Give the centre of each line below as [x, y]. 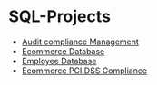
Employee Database [59, 61]
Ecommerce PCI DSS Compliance [84, 71]
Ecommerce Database [63, 51]
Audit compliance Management [80, 42]
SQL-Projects [59, 17]
